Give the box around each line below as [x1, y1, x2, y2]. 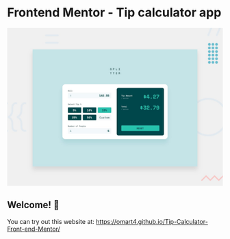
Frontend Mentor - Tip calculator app [7, 5, 222, 21]
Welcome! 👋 [7, 199, 60, 211]
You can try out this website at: [7, 217, 94, 225]
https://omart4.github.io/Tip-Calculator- [95, 217, 209, 225]
